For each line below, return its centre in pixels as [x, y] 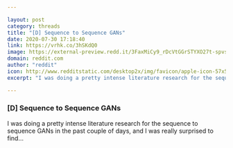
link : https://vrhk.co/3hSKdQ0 [52, 46]
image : [17, 52]
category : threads [34, 26]
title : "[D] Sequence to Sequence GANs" [67, 33]
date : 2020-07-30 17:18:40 [46, 39]
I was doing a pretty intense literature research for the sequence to [103, 123]
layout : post [26, 19]
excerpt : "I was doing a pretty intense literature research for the [110, 78]
